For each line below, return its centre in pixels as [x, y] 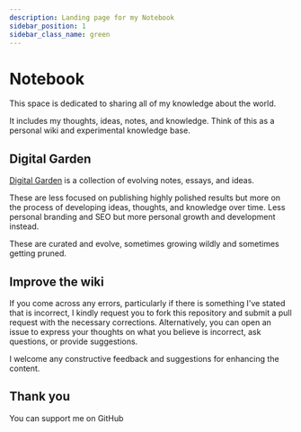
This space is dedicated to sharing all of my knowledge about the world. [143, 103]
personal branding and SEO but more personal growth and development [142, 217]
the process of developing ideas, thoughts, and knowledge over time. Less [147, 207]
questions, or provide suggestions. [74, 341]
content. [25, 368]
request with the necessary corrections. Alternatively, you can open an [141, 322]
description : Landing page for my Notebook [92, 18]
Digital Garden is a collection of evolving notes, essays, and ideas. [132, 181]
